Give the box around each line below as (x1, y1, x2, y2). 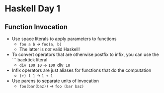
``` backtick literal (11, 57, 48, 62)
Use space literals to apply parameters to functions (11, 36, 117, 42)
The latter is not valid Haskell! (19, 46, 80, 52)
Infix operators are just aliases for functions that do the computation (11, 67, 152, 73)
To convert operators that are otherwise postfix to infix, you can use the (11, 51, 159, 57)
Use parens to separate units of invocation (11, 78, 99, 84)
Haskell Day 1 (4, 3, 61, 14)
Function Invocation (4, 23, 68, 31)
